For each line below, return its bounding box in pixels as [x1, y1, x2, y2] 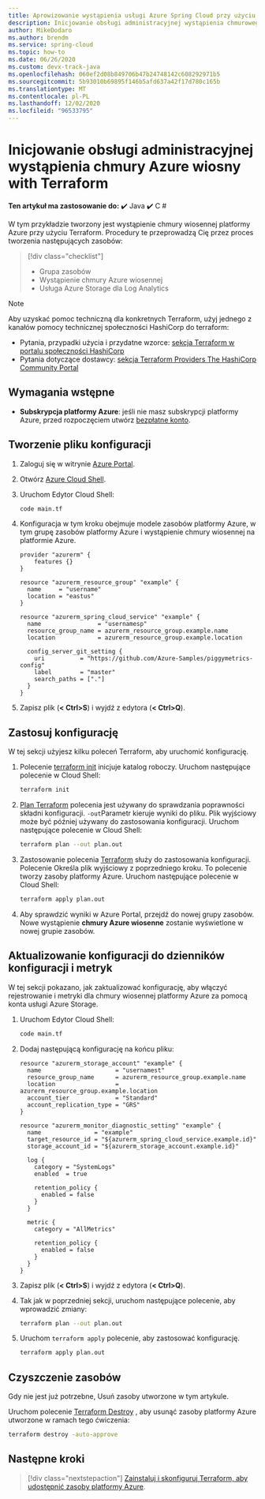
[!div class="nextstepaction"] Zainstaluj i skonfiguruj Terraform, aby [27, 1473, 248, 1482]
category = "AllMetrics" [34, 1225, 116, 1233]
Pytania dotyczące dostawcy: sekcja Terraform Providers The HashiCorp [19, 354, 257, 364]
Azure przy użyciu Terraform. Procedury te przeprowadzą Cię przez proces [8, 227, 254, 237]
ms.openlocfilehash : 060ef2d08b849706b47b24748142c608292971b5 [8, 70, 221, 78]
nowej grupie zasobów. [19, 926, 95, 935]
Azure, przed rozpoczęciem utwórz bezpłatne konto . [19, 415, 191, 425]
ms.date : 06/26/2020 [8, 56, 77, 64]
